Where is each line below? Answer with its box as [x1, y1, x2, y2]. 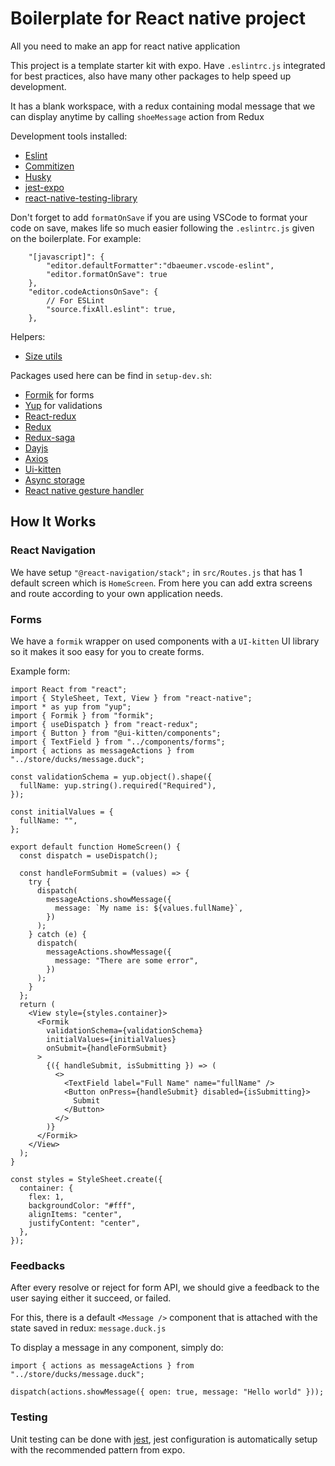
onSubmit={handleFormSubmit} [46, 1043, 168, 1053]
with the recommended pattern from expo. [10, 1443, 186, 1456]
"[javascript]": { [28, 252, 105, 262]
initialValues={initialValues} [46, 1034, 177, 1044]
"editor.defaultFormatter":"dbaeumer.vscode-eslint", [46, 260, 275, 271]
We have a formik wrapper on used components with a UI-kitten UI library [10, 635, 320, 647]
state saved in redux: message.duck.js [10, 1322, 167, 1334]
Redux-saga [24, 431, 76, 443]
